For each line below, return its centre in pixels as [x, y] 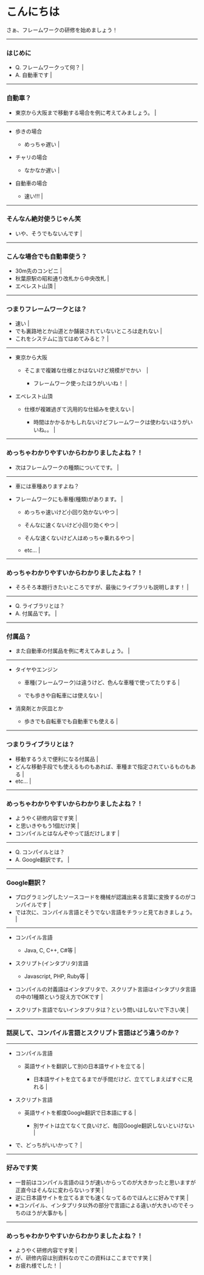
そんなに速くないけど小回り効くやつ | [71, 525]
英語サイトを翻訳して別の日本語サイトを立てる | [84, 1066]
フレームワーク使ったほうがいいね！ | [80, 384]
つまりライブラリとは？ [40, 745]
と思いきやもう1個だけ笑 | [47, 826]
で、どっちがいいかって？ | [49, 1145]
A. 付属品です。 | [36, 613]
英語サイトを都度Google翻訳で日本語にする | [80, 1112]
